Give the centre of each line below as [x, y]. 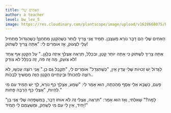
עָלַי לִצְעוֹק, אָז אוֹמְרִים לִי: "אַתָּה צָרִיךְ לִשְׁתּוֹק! [47, 44]
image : [12, 24]
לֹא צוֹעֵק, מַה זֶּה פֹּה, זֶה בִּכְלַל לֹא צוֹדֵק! [41, 60]
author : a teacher [25, 15]
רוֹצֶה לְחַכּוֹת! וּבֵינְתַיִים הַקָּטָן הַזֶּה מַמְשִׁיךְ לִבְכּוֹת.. [49, 75]
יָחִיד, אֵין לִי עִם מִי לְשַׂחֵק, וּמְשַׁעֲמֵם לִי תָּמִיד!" [47, 105]
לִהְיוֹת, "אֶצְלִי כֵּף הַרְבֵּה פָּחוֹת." [34, 90]
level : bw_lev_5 [22, 19]
